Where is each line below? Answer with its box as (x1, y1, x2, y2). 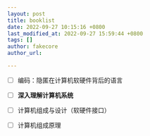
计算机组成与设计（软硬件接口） (17, 106, 111, 114)
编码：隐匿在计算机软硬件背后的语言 (17, 75, 123, 85)
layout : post (7, 10, 46, 18)
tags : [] (7, 37, 33, 44)
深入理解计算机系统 (17, 91, 74, 99)
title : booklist (7, 17, 55, 24)
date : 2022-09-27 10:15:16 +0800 (7, 23, 106, 30)
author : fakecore (7, 43, 58, 50)
